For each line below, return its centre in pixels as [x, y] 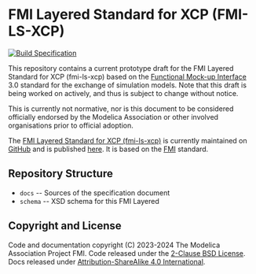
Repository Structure [61, 174]
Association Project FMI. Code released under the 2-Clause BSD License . [127, 253]
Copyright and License [65, 226]
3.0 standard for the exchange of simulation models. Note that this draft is [128, 85]
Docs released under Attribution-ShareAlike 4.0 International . [107, 261]
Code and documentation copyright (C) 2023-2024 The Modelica [114, 245]
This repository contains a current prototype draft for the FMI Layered [121, 68]
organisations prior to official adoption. [71, 125]
